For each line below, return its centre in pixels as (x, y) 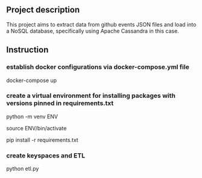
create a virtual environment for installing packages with (91, 96)
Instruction (27, 50)
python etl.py (23, 169)
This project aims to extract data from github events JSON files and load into (101, 24)
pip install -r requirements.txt (42, 140)
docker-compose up (32, 80)
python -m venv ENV (32, 116)
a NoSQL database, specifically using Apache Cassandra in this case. (93, 31)
